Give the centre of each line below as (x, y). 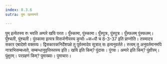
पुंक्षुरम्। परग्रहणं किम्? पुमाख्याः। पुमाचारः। (38, 55)
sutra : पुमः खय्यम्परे (22, 14)
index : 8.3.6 (19, 10)
